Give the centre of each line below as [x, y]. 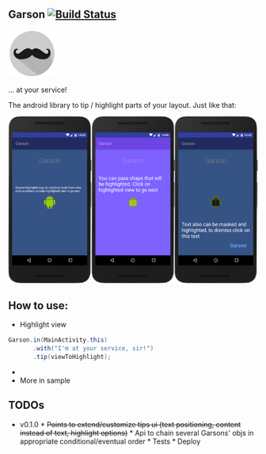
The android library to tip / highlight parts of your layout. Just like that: [122, 105]
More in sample [45, 380]
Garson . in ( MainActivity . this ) [58, 340]
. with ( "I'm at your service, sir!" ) [93, 349]
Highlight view [43, 325]
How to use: [38, 305]
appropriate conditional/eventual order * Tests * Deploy [110, 441]
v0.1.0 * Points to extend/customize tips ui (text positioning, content [130, 424]
